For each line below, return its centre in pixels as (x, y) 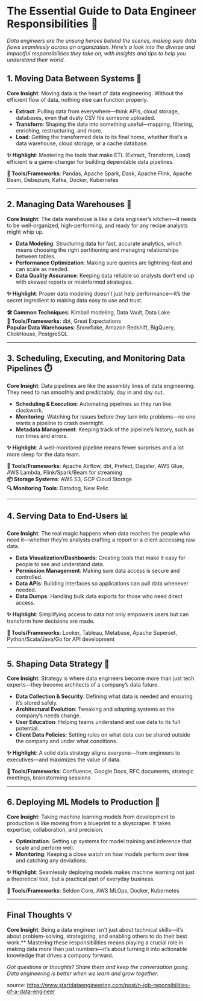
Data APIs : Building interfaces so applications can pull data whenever (102, 584)
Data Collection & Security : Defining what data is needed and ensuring (104, 696)
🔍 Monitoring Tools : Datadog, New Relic (58, 488)
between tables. (36, 256)
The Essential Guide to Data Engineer (101, 11)
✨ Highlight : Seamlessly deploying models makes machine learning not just (101, 872)
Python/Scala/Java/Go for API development (61, 639)
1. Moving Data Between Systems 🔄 (74, 79)
